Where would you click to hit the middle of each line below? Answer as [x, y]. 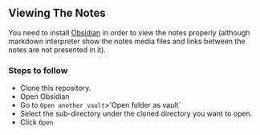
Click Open [37, 122]
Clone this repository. [55, 88]
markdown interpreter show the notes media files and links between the [127, 41]
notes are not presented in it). [57, 49]
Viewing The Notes [57, 13]
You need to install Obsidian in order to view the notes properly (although [129, 32]
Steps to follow [38, 70]
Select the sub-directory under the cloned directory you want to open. [136, 114]
